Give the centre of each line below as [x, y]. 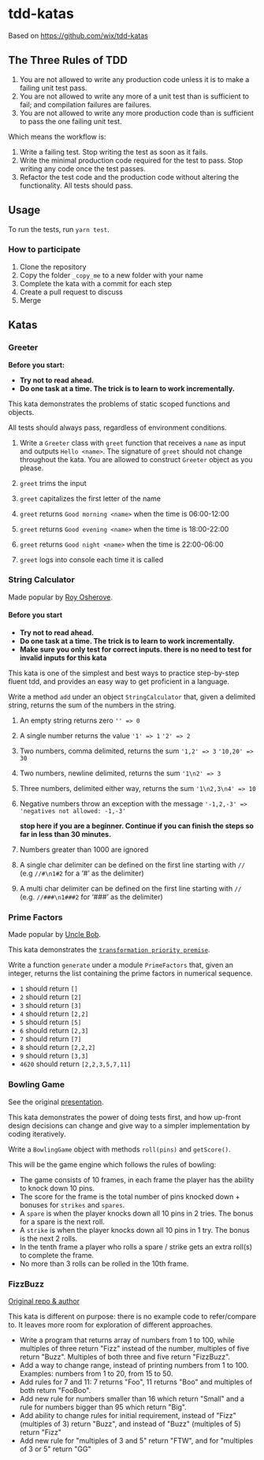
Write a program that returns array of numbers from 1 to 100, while [127, 1340]
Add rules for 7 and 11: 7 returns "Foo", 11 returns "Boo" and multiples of [136, 1382]
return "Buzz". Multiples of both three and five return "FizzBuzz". [125, 1357]
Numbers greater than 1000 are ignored [84, 849]
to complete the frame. [57, 1255]
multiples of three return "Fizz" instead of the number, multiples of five [134, 1348]
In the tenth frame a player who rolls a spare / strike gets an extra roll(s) [136, 1246]
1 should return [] [49, 989]
